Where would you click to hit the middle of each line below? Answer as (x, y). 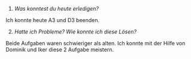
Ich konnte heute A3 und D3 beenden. (53, 20)
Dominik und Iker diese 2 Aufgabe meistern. (60, 49)
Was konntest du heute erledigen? (57, 9)
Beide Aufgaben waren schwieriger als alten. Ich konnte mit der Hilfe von (95, 43)
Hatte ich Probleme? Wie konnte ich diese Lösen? (75, 32)
